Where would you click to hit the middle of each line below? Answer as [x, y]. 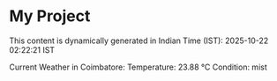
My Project [50, 16]
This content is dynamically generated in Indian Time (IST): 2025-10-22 [139, 40]
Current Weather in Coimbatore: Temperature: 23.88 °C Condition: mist [138, 67]
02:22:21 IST [32, 49]
